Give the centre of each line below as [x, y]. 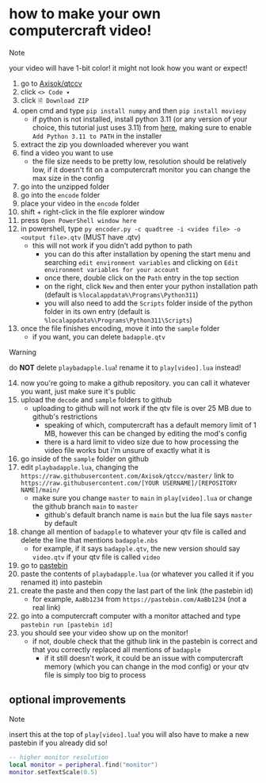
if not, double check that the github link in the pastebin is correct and [145, 641]
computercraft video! [80, 31]
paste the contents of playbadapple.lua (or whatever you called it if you [137, 574]
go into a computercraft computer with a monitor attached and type [130, 616]
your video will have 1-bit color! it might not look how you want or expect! [128, 67]
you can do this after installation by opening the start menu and [147, 254]
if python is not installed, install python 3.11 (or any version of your [140, 119]
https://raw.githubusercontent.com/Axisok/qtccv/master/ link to [127, 475]
